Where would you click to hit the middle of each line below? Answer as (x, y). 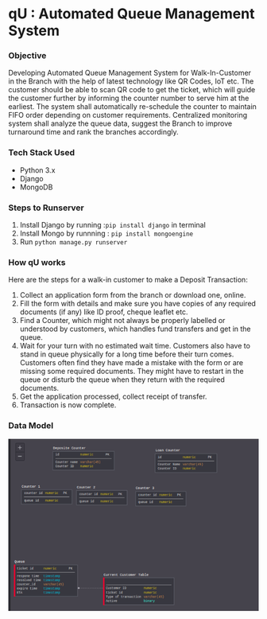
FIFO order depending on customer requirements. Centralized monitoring (128, 115)
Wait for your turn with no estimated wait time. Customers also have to (135, 346)
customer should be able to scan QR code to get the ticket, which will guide (132, 90)
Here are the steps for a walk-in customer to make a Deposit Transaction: (128, 280)
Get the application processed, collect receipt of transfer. (113, 397)
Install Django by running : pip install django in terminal (113, 225)
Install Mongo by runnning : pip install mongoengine (106, 234)
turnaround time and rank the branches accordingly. (93, 132)
